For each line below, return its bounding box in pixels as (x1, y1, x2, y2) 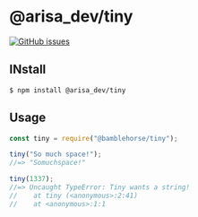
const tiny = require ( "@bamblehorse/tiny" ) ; (9, 134, 178, 143)
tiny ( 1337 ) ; (9, 175, 54, 184)
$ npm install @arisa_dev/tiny (9, 85, 126, 95)
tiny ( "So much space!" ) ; (9, 150, 102, 159)
